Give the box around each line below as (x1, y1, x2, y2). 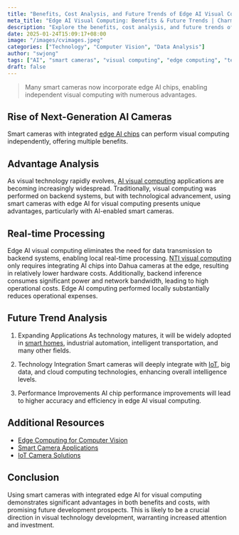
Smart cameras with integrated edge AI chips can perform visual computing (7, 129, 230, 139)
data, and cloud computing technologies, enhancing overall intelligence (17, 367, 228, 376)
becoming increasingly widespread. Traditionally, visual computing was (7, 184, 217, 193)
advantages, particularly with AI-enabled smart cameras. (7, 207, 174, 215)
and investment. (7, 520, 55, 529)
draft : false (7, 63, 46, 70)
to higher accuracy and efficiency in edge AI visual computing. (17, 396, 201, 405)
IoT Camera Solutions (17, 450, 81, 459)
